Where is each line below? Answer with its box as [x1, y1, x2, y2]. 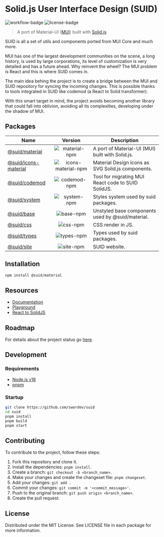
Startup [5, 394, 23, 400]
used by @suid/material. [93, 213, 149, 220]
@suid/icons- [7, 159, 40, 166]
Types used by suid [93, 229, 138, 236]
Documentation [12, 299, 43, 305]
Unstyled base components [93, 207, 156, 214]
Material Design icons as [93, 159, 150, 166]
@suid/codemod [7, 179, 46, 186]
